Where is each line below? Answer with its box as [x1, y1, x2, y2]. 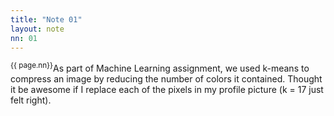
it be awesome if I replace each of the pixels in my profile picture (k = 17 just [10, 84, 324, 96]
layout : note [10, 24, 65, 34]
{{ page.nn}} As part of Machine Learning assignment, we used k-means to [10, 61, 310, 75]
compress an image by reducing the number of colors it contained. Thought [10, 73, 323, 85]
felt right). [10, 94, 52, 106]
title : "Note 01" [10, 14, 83, 25]
